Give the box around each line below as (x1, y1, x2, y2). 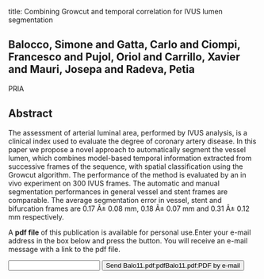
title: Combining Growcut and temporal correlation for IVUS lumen (8, 7, 224, 16)
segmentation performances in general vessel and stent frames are (8, 186, 228, 197)
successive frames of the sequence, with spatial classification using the (8, 162, 243, 171)
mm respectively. (8, 212, 65, 221)
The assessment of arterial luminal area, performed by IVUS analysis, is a (8, 128, 248, 137)
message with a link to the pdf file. (8, 244, 121, 254)
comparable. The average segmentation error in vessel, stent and (8, 195, 222, 204)
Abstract (8, 107, 53, 120)
